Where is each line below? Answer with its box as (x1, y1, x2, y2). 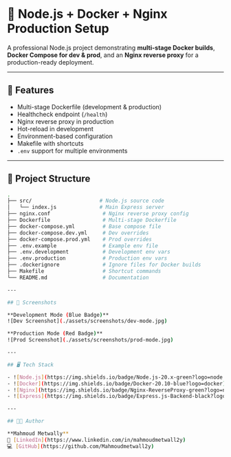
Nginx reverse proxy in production (16, 117, 114, 126)
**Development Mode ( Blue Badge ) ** (7, 311, 109, 318)
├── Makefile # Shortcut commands (7, 268, 162, 275)
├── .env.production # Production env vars (7, 255, 168, 262)
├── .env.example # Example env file (7, 242, 158, 249)
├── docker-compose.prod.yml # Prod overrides (7, 236, 153, 243)
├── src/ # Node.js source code (7, 197, 165, 205)
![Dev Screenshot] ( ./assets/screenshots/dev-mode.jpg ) (7, 317, 168, 325)
